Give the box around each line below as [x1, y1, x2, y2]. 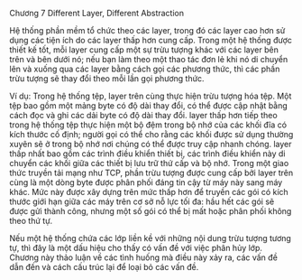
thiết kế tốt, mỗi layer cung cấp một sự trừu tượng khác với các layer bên [9, 44, 279, 55]
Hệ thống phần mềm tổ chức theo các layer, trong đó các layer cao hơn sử [9, 25, 286, 35]
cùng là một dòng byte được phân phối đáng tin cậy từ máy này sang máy [9, 177, 283, 188]
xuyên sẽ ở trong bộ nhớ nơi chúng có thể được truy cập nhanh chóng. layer [9, 139, 292, 149]
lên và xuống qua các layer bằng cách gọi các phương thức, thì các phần [9, 63, 280, 74]
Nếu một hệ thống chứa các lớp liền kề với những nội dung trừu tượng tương [9, 233, 291, 243]
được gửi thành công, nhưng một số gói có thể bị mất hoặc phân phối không [9, 206, 292, 216]
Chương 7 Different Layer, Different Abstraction [9, 8, 185, 18]
